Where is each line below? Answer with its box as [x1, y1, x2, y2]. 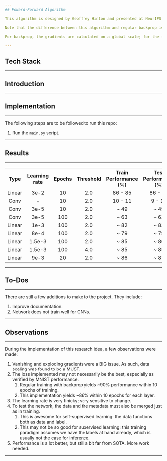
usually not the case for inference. [19, 435, 90, 441]
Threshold [76, 175, 102, 182]
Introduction [5, 80, 45, 88]
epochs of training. [19, 387, 59, 393]
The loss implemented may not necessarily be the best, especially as [12, 371, 154, 377]
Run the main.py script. [12, 130, 60, 136]
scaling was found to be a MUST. [12, 366, 81, 372]
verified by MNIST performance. [12, 376, 79, 383]
